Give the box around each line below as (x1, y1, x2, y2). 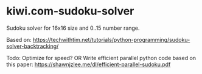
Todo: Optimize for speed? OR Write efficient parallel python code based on (6, 54, 197, 61)
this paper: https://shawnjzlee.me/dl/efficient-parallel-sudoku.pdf (6, 61, 171, 68)
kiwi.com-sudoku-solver (6, 4, 134, 18)
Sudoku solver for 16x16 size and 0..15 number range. (6, 24, 140, 32)
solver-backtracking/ (6, 42, 59, 50)
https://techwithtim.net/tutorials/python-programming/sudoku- (32, 36, 190, 43)
